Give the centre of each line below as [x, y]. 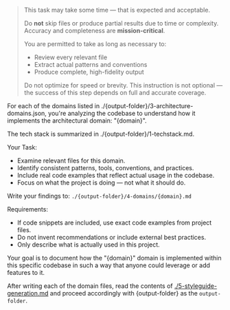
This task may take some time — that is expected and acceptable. [117, 10]
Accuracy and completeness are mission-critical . [94, 31]
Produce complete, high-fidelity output [89, 72]
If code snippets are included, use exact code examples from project [114, 223]
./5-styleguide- [196, 286]
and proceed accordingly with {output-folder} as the [124, 293]
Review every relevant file [71, 57]
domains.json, [27, 113]
